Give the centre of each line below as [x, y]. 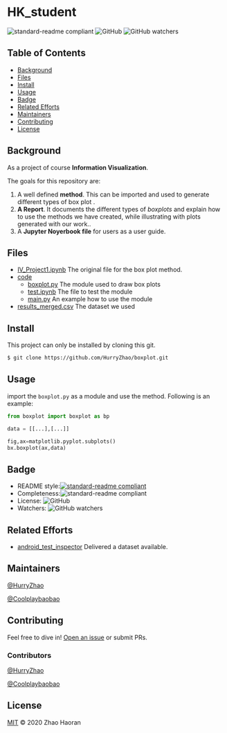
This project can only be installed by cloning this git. [81, 345]
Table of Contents [47, 53]
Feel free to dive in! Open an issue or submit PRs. [77, 637]
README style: [38, 486]
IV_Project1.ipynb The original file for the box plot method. [100, 270]
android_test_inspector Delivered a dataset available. [92, 547]
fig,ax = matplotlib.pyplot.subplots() [62, 441]
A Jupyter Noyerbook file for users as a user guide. [91, 231]
